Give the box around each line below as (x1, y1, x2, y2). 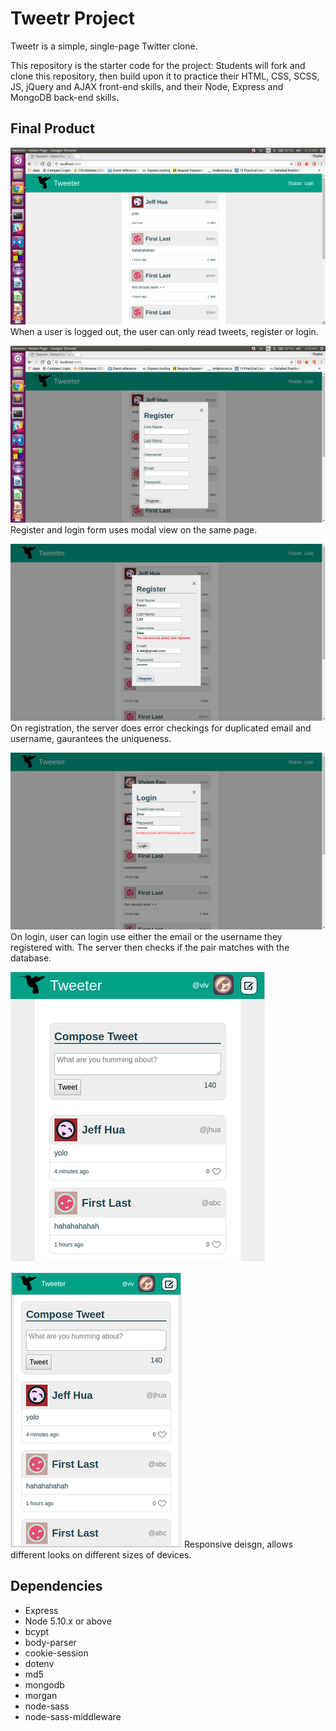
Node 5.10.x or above (24, 1615, 112, 1627)
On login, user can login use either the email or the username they (10, 930, 283, 942)
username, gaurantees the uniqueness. (10, 732, 172, 744)
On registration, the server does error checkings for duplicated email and (10, 722, 312, 734)
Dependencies (10, 1578, 103, 1595)
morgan (24, 1689, 58, 1701)
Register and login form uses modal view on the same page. (10, 523, 258, 536)
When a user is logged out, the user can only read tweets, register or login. (10, 325, 319, 337)
